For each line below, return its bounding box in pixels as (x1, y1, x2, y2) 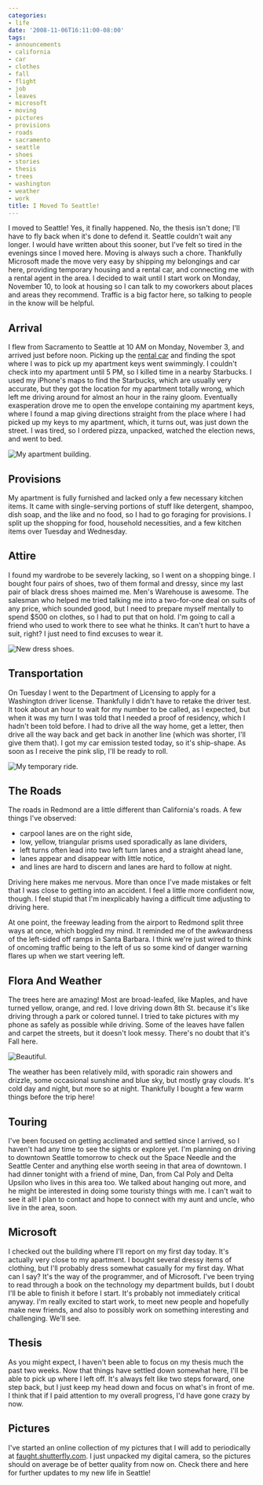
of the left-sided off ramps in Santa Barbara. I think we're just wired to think (8, 934, 252, 944)
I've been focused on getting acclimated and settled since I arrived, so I (8, 1136, 240, 1146)
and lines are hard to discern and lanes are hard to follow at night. (19, 863, 232, 872)
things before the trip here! (8, 1092, 95, 1102)
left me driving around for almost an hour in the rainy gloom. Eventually (8, 393, 238, 402)
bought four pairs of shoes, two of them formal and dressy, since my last (8, 578, 243, 588)
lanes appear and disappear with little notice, (19, 854, 166, 863)
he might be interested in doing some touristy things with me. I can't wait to (8, 1186, 253, 1196)
